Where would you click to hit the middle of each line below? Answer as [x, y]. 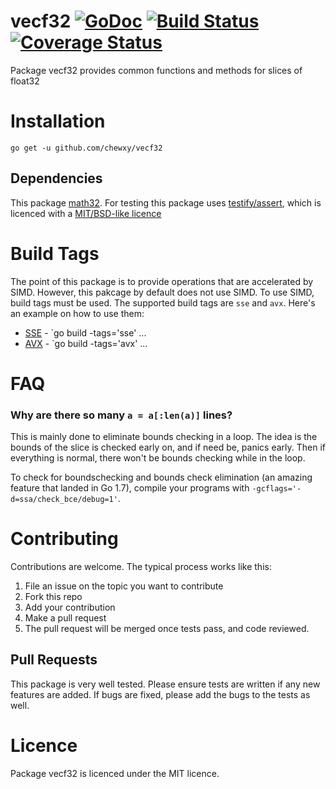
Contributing [64, 539]
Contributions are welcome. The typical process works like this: [141, 567]
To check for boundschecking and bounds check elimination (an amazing [161, 477]
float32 [25, 81]
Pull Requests [54, 660]
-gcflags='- [276, 489]
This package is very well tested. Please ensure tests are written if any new [165, 684]
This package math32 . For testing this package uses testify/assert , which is [166, 202]
